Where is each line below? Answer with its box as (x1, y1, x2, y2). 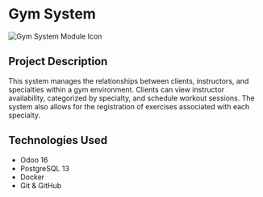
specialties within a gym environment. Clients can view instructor (8, 84, 224, 94)
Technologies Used (8, 133, 107, 147)
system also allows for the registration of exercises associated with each (8, 101, 250, 111)
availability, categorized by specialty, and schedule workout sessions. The (8, 93, 256, 103)
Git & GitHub (19, 180, 62, 190)
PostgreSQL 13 (19, 163, 70, 173)
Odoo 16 (19, 154, 48, 165)
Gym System (8, 5, 97, 23)
